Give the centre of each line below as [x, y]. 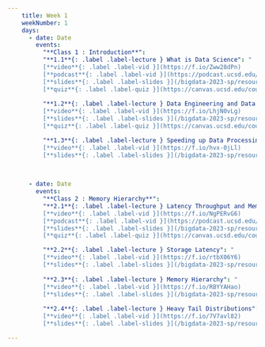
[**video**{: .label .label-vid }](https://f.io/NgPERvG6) [142, 214]
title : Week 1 [45, 15]
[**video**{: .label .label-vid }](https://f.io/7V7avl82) [142, 316]
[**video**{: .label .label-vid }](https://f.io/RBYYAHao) [142, 287]
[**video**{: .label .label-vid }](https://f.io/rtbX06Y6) [142, 257]
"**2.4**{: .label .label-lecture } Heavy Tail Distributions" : [151, 309]
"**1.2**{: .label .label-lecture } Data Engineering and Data [149, 104]
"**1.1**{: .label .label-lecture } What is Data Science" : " [147, 60]
